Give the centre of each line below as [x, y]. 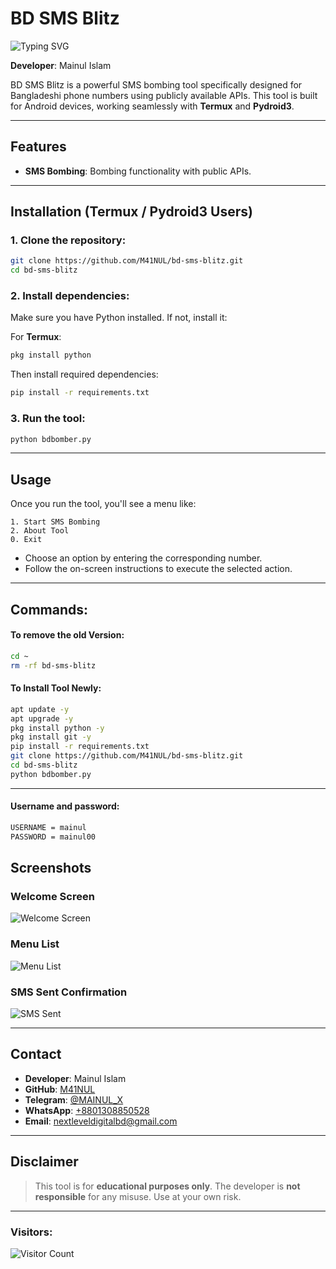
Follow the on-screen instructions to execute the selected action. [158, 569]
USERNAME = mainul [48, 827]
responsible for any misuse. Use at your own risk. [138, 1196]
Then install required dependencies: [84, 374]
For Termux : [36, 337]
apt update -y [40, 709]
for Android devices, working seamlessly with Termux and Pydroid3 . [152, 106]
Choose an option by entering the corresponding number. [143, 558]
